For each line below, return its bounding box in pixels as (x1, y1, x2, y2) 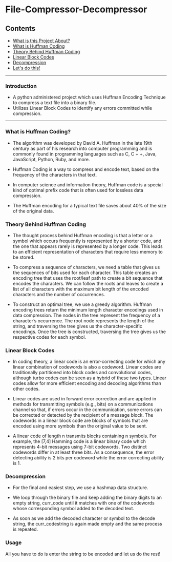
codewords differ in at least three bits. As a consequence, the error (12, 449, 155, 455)
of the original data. (12, 208, 54, 214)
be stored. (12, 254, 35, 260)
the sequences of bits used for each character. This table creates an (12, 269, 157, 276)
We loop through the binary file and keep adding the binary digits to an (12, 494, 162, 501)
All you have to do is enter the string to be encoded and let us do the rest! (5, 551, 161, 557)
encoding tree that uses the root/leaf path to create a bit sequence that (12, 275, 163, 281)
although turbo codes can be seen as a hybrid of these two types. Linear (12, 375, 167, 381)
